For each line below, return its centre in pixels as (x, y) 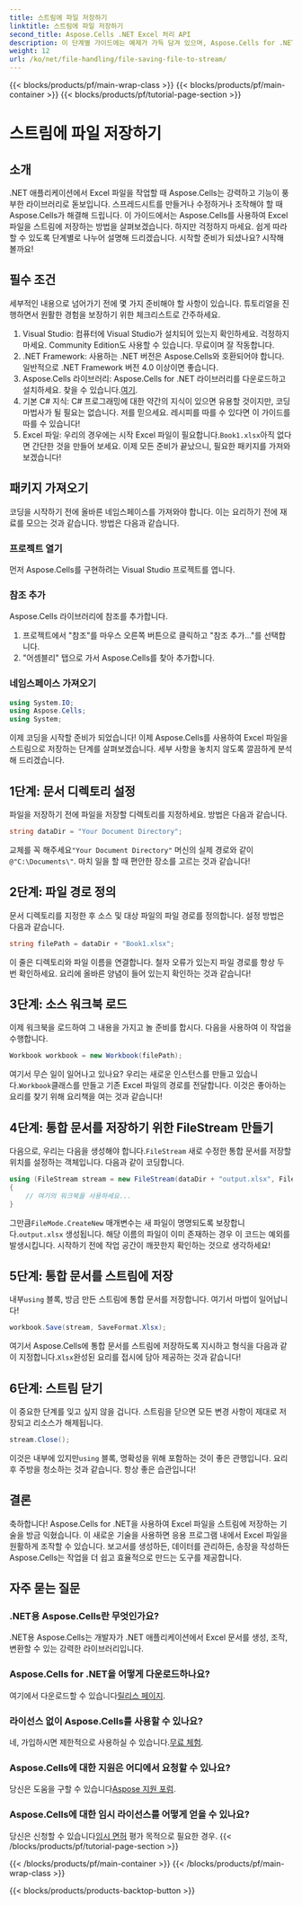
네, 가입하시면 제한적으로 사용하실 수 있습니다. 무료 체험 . (107, 1742)
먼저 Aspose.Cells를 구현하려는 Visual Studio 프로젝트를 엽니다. (122, 569)
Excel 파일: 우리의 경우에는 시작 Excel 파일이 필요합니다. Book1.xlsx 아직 (149, 434)
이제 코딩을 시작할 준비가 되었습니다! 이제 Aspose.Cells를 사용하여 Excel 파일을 (149, 738)
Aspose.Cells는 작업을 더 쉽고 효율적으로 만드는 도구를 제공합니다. (126, 1557)
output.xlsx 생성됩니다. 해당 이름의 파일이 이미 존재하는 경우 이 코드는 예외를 (154, 1234)
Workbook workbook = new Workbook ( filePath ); (96, 1056)
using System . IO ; (42, 703)
